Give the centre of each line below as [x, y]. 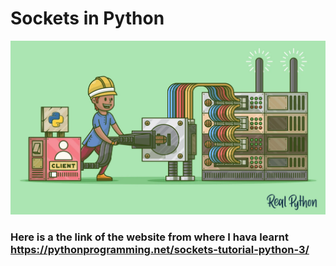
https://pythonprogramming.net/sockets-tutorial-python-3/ [160, 249]
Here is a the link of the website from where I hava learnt [149, 237]
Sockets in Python [87, 18]
